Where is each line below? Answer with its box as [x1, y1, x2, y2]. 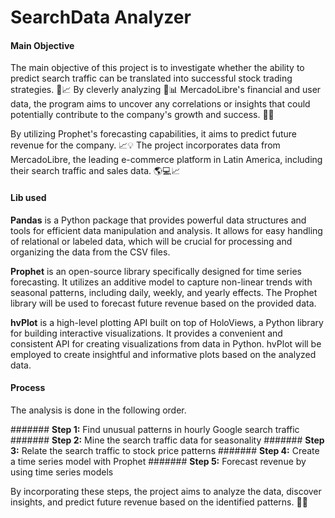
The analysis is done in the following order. [10, 404, 187, 416]
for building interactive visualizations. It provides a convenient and [10, 327, 283, 339]
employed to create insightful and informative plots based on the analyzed [10, 348, 317, 360]
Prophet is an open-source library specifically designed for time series [10, 265, 302, 277]
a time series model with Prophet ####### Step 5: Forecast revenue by [10, 455, 307, 467]
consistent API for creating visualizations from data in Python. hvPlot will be [10, 337, 322, 350]
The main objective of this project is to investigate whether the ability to [10, 62, 305, 74]
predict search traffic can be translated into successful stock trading [10, 72, 293, 85]
